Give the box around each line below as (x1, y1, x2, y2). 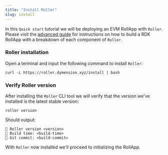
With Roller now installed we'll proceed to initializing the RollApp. (5, 144, 140, 150)
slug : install (5, 12, 35, 17)
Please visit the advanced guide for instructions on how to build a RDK (5, 31, 150, 37)
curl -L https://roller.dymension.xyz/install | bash (5, 70, 120, 75)
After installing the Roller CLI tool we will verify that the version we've (5, 93, 150, 99)
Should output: (5, 117, 36, 123)
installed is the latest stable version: (5, 98, 79, 104)
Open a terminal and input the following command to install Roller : (5, 60, 143, 66)
